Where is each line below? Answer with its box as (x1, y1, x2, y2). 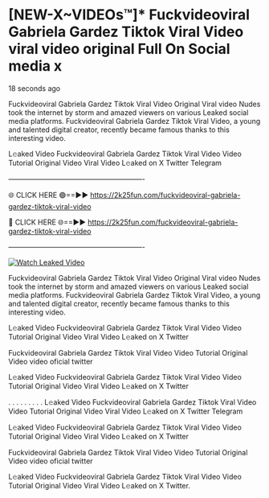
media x (8, 57, 63, 76)
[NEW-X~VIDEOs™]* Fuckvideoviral (8, 6, 251, 24)
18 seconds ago (8, 83, 61, 93)
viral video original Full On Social (8, 40, 230, 58)
